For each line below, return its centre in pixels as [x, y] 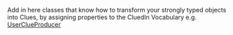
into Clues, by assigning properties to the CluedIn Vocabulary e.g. [102, 17]
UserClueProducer [34, 24]
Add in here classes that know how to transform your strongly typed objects [117, 10]
